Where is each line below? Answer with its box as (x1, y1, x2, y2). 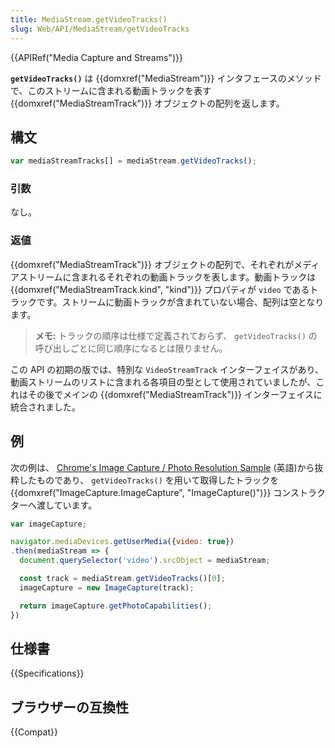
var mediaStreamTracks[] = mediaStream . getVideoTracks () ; (10, 156, 257, 166)
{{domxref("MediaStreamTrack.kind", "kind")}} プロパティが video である (10, 283, 310, 295)
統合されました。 (10, 401, 81, 413)
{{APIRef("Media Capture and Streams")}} (10, 51, 183, 63)
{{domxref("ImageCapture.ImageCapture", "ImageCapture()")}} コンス (10, 486, 300, 498)
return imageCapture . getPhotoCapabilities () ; (19, 601, 213, 611)
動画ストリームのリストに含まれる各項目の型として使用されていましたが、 (10, 376, 317, 388)
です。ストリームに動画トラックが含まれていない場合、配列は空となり (36, 296, 325, 308)
